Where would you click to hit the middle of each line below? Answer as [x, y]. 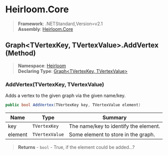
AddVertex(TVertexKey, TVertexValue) [55, 84]
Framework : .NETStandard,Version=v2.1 [60, 24]
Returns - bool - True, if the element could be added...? [76, 147]
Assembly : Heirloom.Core [45, 29]
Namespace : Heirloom [42, 66]
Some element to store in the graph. [112, 134]
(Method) [20, 53]
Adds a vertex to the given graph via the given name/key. [66, 95]
